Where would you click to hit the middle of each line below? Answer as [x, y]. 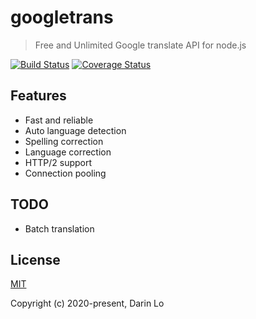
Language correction [68, 152]
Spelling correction [64, 141]
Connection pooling [65, 173]
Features [38, 96]
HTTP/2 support [58, 162]
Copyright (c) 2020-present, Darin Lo [87, 303]
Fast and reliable [59, 120]
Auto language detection [75, 130]
